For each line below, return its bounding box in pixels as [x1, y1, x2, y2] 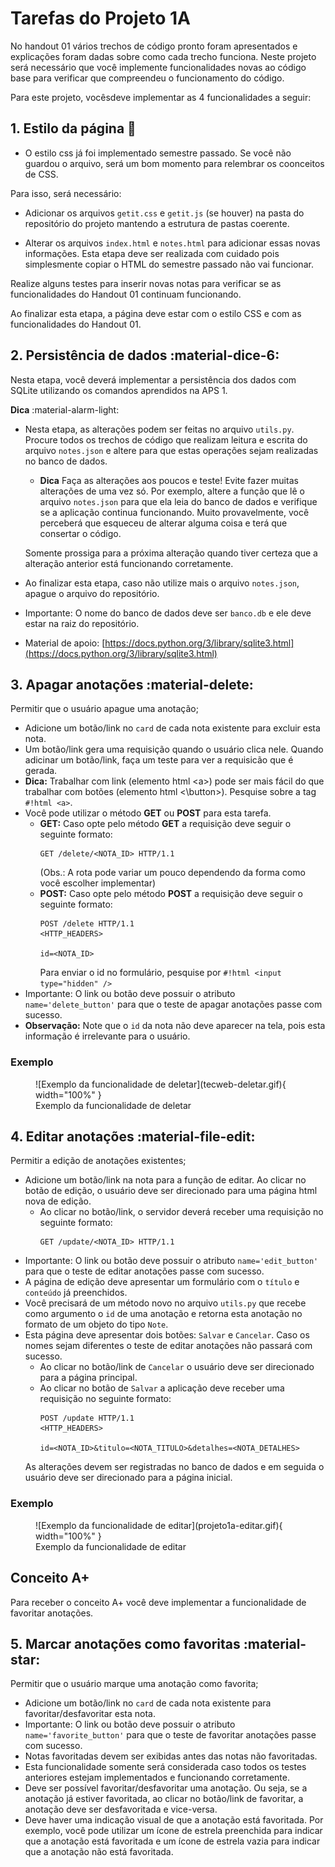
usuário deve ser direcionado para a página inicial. [24, 1472, 233, 1484]
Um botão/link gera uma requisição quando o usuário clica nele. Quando [24, 743, 324, 756]
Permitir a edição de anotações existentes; [10, 1155, 187, 1167]
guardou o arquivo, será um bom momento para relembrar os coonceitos [24, 157, 325, 169]
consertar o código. [39, 527, 122, 539]
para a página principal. [39, 1372, 138, 1384]
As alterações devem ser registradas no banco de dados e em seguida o [24, 1461, 325, 1473]
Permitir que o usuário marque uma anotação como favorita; [10, 1678, 259, 1690]
